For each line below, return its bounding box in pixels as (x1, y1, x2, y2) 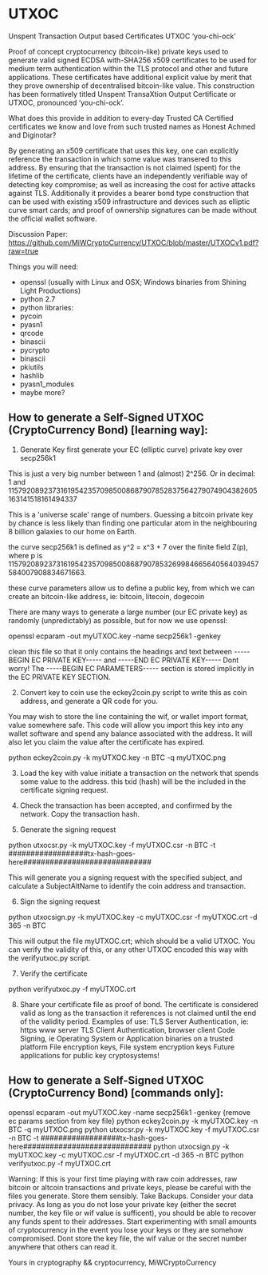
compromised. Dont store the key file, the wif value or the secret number (8, 1233, 247, 1243)
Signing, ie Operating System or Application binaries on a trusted (19, 1033, 234, 1043)
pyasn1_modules (19, 379, 74, 389)
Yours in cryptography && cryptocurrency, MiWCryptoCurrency (8, 1257, 217, 1267)
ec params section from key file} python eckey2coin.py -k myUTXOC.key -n (8, 1116, 258, 1125)
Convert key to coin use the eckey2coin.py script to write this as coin (19, 687, 247, 697)
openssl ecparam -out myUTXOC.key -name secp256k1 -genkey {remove (8, 1107, 251, 1117)
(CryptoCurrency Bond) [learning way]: (8, 423, 209, 437)
